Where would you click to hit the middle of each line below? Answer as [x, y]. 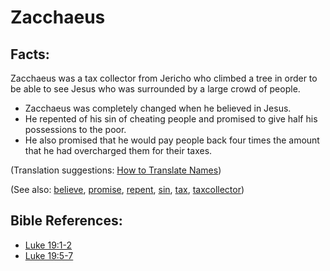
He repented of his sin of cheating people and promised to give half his [171, 119]
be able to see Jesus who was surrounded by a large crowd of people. [155, 89]
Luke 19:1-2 [48, 245]
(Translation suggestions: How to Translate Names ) [116, 170]
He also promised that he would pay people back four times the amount [172, 140]
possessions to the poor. [75, 129]
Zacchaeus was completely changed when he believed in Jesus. [158, 108]
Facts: [30, 54]
